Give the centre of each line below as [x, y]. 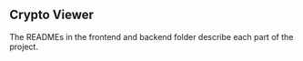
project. [24, 46]
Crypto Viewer [51, 15]
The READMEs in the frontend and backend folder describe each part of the [151, 36]
